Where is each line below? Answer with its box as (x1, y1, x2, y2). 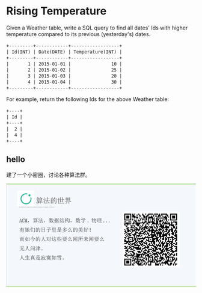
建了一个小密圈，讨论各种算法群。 (6, 171, 91, 178)
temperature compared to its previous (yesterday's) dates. (6, 30, 151, 37)
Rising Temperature (6, 4, 107, 18)
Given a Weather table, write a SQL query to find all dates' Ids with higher (6, 24, 188, 31)
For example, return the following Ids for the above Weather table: (6, 95, 170, 103)
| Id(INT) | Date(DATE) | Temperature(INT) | (6, 49, 122, 55)
